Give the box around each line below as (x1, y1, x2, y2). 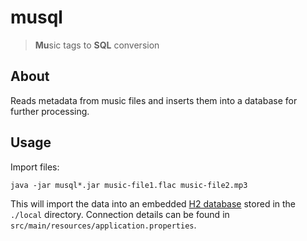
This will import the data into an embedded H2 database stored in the (10, 197, 297, 210)
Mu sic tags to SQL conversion (34, 39, 160, 51)
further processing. (10, 105, 90, 117)
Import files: (10, 161, 60, 173)
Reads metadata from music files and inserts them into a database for (10, 94, 298, 106)
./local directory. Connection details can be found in (10, 208, 230, 220)
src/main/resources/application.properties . (10, 219, 197, 231)
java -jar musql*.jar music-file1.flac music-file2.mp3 (10, 180, 248, 190)
